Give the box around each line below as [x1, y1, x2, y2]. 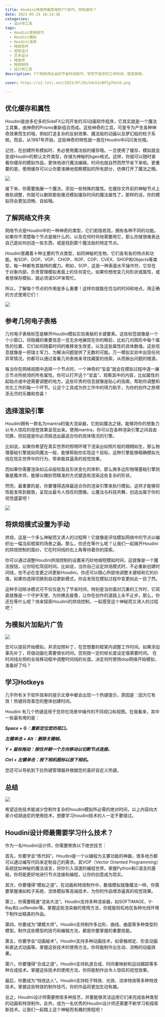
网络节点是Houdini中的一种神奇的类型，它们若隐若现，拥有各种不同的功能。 [5, 227, 159, 233]
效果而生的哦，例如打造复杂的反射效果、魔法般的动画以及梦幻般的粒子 [9, 130, 151, 136]
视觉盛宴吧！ [5, 495, 31, 501]
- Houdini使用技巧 [9, 30, 44, 35]
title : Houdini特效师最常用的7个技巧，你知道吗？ [5, 7, 97, 12]
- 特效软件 [9, 44, 29, 49]
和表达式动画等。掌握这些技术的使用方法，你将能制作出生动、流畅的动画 [5, 944, 151, 950]
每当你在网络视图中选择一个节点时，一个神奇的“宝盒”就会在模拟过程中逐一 [5, 366, 156, 372]
